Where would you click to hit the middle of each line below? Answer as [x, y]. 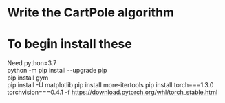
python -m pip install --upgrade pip [57, 71]
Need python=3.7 [32, 63]
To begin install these [69, 44]
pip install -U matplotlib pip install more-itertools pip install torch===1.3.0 [110, 85]
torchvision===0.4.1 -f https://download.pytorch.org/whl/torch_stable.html [112, 92]
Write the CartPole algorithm [90, 13]
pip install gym [28, 78]
